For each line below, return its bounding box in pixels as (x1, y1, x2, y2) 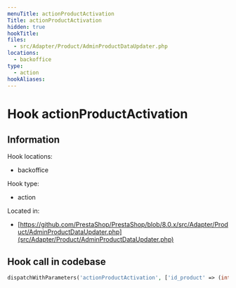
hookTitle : (7, 30, 39, 37)
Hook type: (7, 180, 40, 188)
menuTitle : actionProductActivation (7, 10, 114, 18)
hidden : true (7, 23, 46, 30)
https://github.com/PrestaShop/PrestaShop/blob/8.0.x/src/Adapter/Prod (20, 221, 228, 229)
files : (7, 37, 27, 44)
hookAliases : (7, 75, 46, 83)
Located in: (7, 207, 40, 215)
